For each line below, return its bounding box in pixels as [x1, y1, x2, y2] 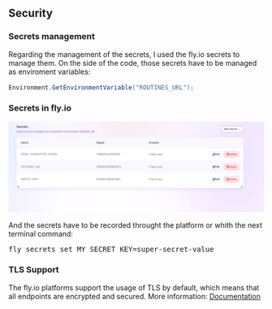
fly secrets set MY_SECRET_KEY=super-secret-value [8, 244, 214, 254]
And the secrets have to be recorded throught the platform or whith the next [8, 220, 262, 230]
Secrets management [8, 31, 96, 42]
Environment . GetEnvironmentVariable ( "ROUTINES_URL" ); [8, 83, 195, 92]
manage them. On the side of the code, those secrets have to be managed [8, 58, 257, 67]
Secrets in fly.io [8, 102, 71, 114]
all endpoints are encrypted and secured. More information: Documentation [8, 291, 261, 301]
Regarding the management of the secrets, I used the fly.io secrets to [8, 49, 240, 59]
